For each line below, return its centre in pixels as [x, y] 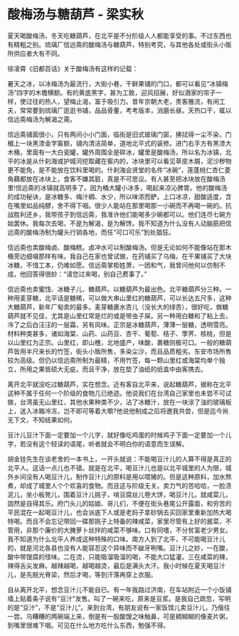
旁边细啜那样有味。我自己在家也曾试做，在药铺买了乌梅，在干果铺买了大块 [122, 256]
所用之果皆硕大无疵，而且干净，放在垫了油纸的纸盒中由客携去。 [113, 369]
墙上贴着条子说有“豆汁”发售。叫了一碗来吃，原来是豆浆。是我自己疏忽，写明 [119, 598]
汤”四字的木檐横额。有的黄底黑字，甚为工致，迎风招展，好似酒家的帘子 [112, 92]
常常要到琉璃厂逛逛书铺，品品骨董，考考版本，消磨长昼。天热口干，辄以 [126, 110]
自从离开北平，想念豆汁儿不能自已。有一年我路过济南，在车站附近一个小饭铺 [119, 589]
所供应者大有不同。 [36, 53]
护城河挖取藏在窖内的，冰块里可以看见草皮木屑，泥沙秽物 [147, 161]
